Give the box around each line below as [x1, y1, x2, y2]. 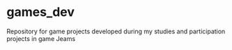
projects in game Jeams [6, 34, 76, 42]
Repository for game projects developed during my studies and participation [6, 27, 226, 35]
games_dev [6, 4, 75, 20]
